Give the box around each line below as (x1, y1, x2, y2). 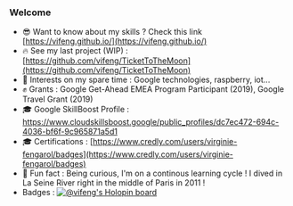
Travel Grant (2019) (21, 94, 94, 104)
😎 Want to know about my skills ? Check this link (21, 27, 203, 37)
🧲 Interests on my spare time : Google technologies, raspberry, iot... (21, 74, 271, 86)
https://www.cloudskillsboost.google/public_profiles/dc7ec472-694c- (21, 117, 280, 128)
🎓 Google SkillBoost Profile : (21, 104, 130, 115)
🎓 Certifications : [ (21, 136, 94, 147)
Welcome (9, 6, 52, 19)
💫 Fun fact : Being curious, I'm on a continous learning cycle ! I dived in (21, 168, 283, 179)
